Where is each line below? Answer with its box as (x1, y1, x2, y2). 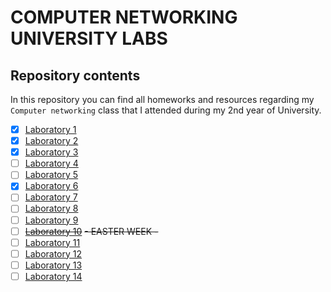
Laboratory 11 (24, 236, 81, 248)
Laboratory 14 (24, 270, 83, 282)
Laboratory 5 (24, 169, 79, 181)
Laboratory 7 (24, 191, 78, 203)
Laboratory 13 (24, 259, 83, 271)
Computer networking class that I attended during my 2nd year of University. (10, 104, 322, 116)
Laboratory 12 (24, 247, 83, 260)
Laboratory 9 (24, 214, 79, 226)
